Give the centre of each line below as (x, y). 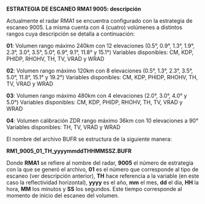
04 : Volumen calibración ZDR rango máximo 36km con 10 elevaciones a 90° (102, 120)
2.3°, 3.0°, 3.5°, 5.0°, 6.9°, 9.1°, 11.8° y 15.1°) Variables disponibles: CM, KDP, (100, 52)
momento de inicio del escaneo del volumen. (63, 195)
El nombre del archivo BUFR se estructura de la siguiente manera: (89, 139)
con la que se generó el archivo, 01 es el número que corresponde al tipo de (102, 169)
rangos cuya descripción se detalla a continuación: (71, 34)
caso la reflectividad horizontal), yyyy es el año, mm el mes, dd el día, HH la (102, 182)
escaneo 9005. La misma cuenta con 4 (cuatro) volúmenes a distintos (94, 27)
